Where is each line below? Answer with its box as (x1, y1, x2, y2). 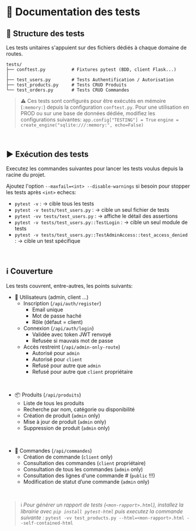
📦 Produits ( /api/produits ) (14, 391, 81, 398)
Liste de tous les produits (23, 399, 84, 406)
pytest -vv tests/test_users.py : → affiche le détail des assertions (14, 212, 178, 219)
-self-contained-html (20, 520, 73, 526)
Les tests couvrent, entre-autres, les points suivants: (6, 282, 133, 289)
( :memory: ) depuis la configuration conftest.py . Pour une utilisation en (20, 104, 189, 111)
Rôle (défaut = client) (32, 318, 83, 325)
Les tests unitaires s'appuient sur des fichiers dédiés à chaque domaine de (6, 44, 187, 51)
